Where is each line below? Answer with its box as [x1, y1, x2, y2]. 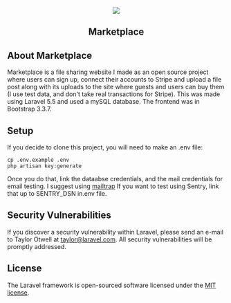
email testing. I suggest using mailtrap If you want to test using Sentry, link [7, 182, 219, 190]
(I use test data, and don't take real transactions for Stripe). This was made [7, 90, 221, 98]
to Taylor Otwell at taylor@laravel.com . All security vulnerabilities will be [7, 235, 212, 244]
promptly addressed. [7, 242, 67, 250]
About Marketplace [7, 49, 93, 62]
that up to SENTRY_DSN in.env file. [7, 190, 107, 198]
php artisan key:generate [7, 163, 82, 169]
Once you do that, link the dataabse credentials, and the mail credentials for [7, 175, 223, 183]
